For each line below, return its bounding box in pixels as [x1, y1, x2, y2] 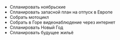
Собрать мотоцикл [9, 14, 49, 20]
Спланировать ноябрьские [9, 4, 66, 10]
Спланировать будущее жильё [9, 30, 74, 35]
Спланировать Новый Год [9, 25, 64, 30]
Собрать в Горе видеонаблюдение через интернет [9, 19, 116, 25]
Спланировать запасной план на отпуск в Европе [9, 9, 113, 15]
